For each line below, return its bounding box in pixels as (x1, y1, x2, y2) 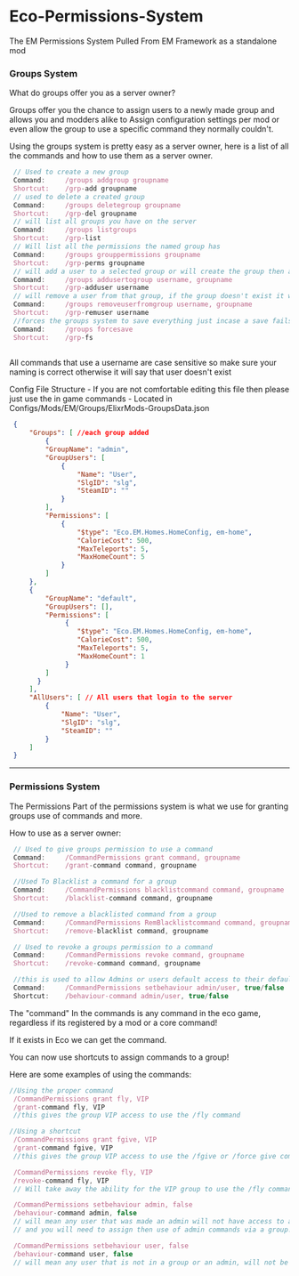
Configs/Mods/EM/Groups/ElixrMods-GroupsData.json (9, 403, 210, 414)
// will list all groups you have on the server (12, 217, 198, 226)
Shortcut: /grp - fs (12, 333, 93, 342)
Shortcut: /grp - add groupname (12, 184, 138, 193)
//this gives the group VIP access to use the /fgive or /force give (12, 1151, 277, 1160)
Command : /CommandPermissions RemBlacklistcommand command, (12, 918, 256, 927)
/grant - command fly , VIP (12, 1102, 105, 1111)
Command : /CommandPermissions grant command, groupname (12, 852, 241, 862)
